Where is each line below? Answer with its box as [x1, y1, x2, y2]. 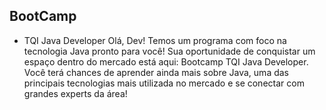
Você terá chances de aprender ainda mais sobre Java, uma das [23, 66, 290, 78]
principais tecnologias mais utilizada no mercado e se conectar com [23, 77, 305, 89]
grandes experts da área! [23, 87, 128, 99]
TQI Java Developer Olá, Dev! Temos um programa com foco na [23, 34, 287, 46]
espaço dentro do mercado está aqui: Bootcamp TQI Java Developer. [23, 55, 309, 68]
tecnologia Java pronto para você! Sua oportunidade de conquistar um [23, 45, 316, 57]
